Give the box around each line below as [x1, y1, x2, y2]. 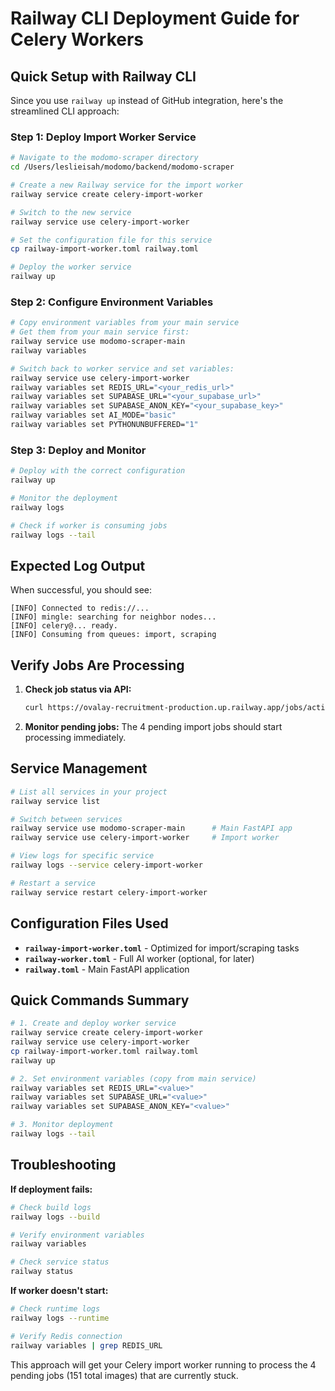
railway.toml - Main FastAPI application [24, 963, 190, 975]
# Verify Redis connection [10, 1331, 123, 1341]
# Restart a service [10, 878, 97, 888]
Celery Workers [10, 28, 145, 51]
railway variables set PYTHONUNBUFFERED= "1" [10, 420, 199, 430]
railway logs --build [10, 1212, 101, 1222]
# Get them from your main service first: [10, 327, 190, 337]
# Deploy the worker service [10, 262, 132, 272]
